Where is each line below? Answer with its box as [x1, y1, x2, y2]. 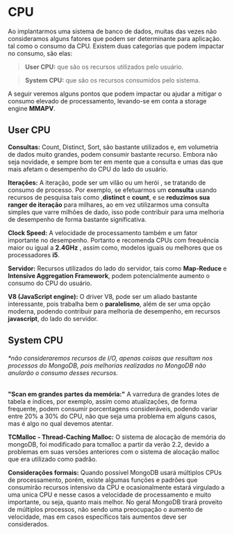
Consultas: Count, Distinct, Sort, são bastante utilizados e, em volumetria [8, 143, 219, 151]
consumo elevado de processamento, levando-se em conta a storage [8, 96, 207, 105]
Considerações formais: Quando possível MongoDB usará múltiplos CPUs [8, 469, 222, 477]
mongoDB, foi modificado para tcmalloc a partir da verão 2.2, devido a [8, 440, 210, 449]
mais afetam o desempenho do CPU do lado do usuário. [8, 164, 169, 173]
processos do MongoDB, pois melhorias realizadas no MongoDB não [8, 361, 207, 370]
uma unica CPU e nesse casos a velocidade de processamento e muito [8, 490, 211, 499]
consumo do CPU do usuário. [8, 279, 92, 287]
